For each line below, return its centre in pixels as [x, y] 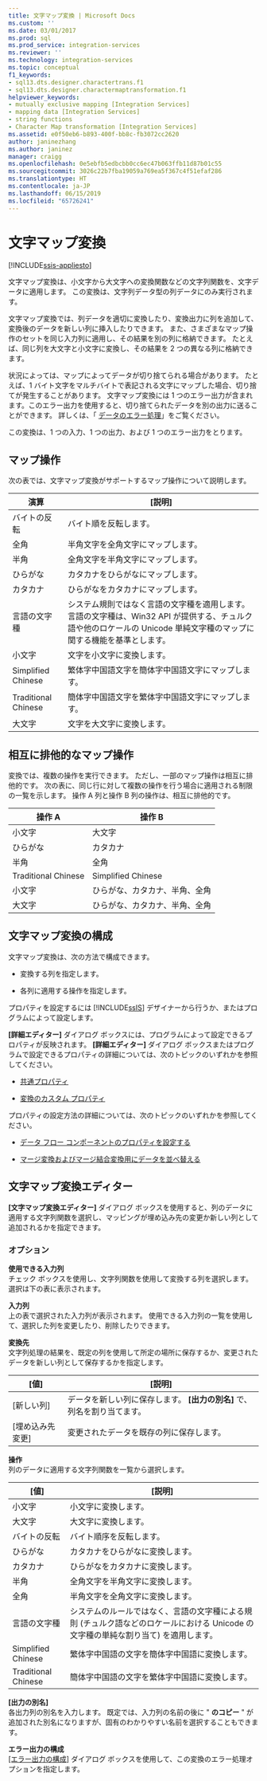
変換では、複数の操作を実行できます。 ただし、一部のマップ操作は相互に [127, 776]
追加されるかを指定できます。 [57, 1227]
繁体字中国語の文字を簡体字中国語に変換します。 [161, 1653]
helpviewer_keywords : [44, 97]
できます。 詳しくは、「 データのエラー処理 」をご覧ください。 [123, 415]
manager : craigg [35, 156]
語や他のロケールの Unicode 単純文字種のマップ [157, 628]
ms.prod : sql [30, 38]
